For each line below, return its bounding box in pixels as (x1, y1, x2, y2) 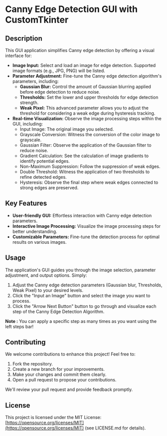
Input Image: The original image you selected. (19, 126, 114, 132)
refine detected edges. (19, 174, 67, 180)
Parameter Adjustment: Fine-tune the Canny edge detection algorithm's (12, 73, 162, 79)
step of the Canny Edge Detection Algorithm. (12, 308, 105, 314)
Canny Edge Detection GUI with (5, 4, 138, 15)
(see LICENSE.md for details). (85, 425, 146, 431)
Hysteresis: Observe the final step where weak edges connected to (19, 179, 159, 185)
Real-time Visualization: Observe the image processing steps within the (12, 116, 162, 121)
